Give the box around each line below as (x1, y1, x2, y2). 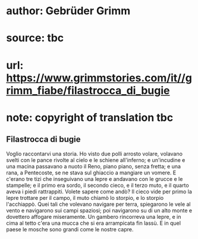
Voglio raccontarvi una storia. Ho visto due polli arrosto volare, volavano (6, 150, 183, 157)
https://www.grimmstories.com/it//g (6, 71, 192, 84)
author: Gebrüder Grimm (6, 4, 131, 18)
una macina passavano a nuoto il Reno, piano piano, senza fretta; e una (6, 162, 181, 170)
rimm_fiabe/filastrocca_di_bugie (6, 84, 170, 97)
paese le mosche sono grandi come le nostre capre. (6, 225, 134, 232)
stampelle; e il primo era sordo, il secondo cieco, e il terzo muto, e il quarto (6, 181, 189, 189)
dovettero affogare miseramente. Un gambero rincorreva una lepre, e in (6, 213, 181, 220)
